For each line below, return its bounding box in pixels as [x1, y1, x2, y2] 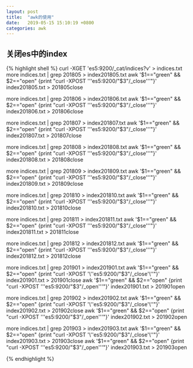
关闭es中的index [6, 49, 68, 59]
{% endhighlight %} [6, 356, 55, 363]
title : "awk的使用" [6, 14, 55, 20]
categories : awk [6, 25, 46, 31]
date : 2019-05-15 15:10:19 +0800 [6, 20, 94, 26]
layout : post [6, 8, 39, 15]
